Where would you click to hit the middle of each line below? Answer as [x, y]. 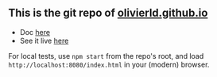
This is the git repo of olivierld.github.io [108, 13]
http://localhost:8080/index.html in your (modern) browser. [109, 64]
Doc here [35, 32]
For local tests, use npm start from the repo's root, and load [106, 56]
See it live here [44, 40]
